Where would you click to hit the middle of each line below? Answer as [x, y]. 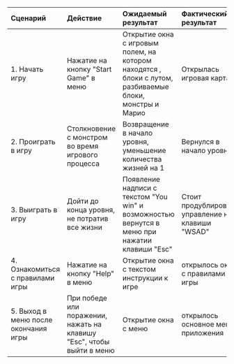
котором [137, 60]
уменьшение [144, 151]
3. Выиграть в [34, 210]
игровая [195, 78]
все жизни [84, 227]
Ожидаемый [145, 14]
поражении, [87, 315]
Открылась [200, 69]
